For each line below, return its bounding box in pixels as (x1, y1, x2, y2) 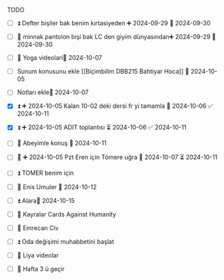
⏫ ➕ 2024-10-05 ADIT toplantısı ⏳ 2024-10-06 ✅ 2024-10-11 (16, 123, 186, 132)
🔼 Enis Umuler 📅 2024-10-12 (16, 182, 97, 191)
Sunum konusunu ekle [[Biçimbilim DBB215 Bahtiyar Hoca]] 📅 (16, 68, 190, 76)
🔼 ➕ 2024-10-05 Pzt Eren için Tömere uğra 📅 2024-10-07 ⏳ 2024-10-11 (16, 153, 218, 161)
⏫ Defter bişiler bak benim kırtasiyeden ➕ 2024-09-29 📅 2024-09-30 (16, 19, 211, 27)
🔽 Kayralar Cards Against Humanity (16, 210, 117, 218)
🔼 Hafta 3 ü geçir (16, 264, 65, 272)
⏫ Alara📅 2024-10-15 (16, 196, 75, 204)
